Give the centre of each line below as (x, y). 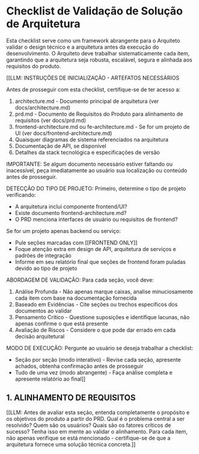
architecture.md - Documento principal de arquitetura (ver (87, 101)
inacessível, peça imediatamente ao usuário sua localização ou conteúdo (97, 170)
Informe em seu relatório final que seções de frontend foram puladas (100, 262)
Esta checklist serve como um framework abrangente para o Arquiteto (93, 40)
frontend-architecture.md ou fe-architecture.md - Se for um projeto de (103, 126)
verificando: (21, 194)
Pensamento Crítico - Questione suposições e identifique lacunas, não (102, 317)
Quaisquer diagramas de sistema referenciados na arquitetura (92, 139)
